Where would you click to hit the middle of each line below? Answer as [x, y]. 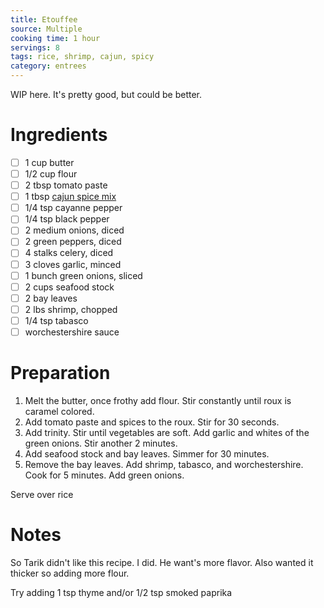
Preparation [60, 373]
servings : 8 [35, 47]
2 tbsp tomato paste [66, 185]
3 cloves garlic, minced [73, 264]
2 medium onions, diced [74, 230]
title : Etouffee [44, 19]
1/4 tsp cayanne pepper [73, 208]
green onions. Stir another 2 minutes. [101, 443]
